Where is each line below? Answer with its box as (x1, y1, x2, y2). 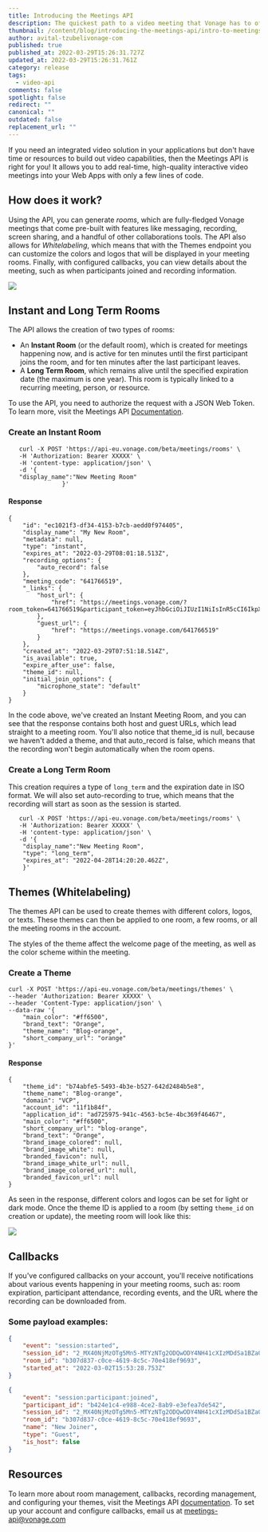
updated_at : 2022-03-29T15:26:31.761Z (8, 57, 137, 65)
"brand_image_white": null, (22, 1145, 116, 1154)
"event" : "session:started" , (22, 1342, 120, 1350)
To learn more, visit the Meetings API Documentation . (8, 407, 183, 416)
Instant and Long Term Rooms (8, 304, 160, 317)
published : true (8, 42, 62, 50)
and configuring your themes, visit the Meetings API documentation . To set (8, 1497, 255, 1506)
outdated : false (8, 116, 62, 124)
